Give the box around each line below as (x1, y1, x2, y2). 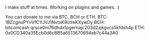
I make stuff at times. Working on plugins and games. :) (5, 4, 120, 10)
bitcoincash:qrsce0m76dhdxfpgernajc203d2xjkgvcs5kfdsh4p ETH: (5, 24, 145, 30)
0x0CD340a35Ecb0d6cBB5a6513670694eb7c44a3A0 (5, 30, 118, 35)
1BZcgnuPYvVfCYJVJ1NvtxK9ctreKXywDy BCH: (5, 19, 105, 25)
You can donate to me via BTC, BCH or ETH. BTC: (5, 14, 108, 19)
